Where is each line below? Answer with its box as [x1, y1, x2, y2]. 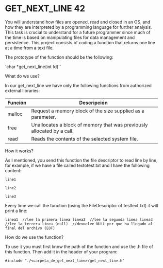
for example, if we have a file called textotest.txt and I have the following [5, 162, 150, 168]
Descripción [79, 99, 108, 106]
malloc [7, 110, 23, 117]
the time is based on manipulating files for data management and [5, 35, 135, 40]
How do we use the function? [5, 234, 64, 240]
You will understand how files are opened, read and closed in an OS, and [5, 19, 150, 25]
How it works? [5, 148, 34, 154]
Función [7, 99, 27, 106]
